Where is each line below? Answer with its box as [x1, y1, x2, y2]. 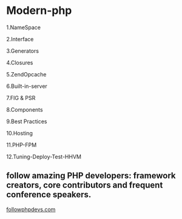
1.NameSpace [6, 24, 41, 31]
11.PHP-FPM [6, 141, 37, 149]
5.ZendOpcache [6, 70, 47, 78]
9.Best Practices [6, 118, 47, 125]
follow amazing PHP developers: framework [6, 170, 176, 181]
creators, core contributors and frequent [6, 180, 163, 190]
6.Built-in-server [6, 83, 47, 90]
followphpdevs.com [6, 206, 56, 213]
